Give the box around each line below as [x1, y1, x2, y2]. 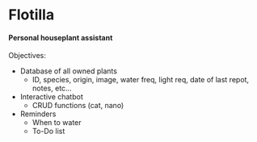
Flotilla [8, 6, 55, 24]
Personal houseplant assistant [8, 32, 113, 42]
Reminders [19, 109, 57, 119]
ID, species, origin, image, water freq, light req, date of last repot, [32, 75, 249, 85]
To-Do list [32, 127, 65, 136]
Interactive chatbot [19, 92, 83, 102]
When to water [32, 118, 82, 127]
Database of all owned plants [19, 66, 117, 76]
